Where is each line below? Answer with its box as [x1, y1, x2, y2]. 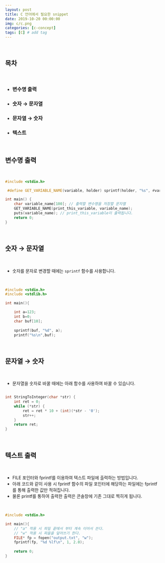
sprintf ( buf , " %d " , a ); [14, 328, 63, 333]
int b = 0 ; [14, 314, 32, 319]
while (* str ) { [14, 404, 45, 409]
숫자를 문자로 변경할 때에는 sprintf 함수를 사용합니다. [12, 268, 116, 274]
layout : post [5, 7, 32, 12]
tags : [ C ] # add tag [5, 30, 48, 35]
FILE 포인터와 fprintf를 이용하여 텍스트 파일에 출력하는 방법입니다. [12, 475, 138, 481]
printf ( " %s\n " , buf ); [14, 332, 56, 338]
